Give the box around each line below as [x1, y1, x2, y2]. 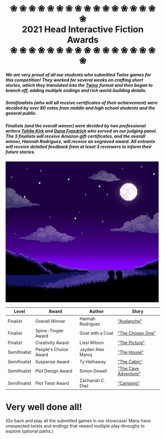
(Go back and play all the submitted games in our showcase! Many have [5, 417, 151, 423]
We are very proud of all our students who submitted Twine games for [5, 72, 151, 78]
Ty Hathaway [79, 358, 106, 364]
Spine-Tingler [35, 327, 64, 333]
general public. [5, 110, 37, 116]
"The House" [118, 349, 144, 355]
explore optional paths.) [5, 428, 53, 434]
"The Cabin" [118, 358, 142, 364]
